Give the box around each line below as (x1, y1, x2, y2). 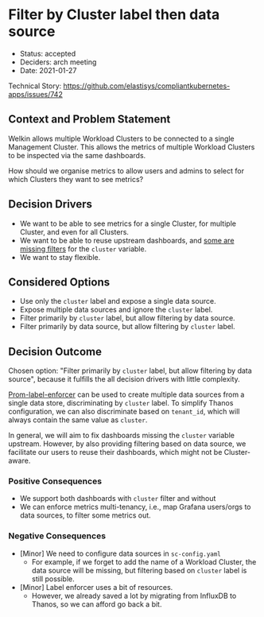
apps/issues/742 (8, 89, 64, 99)
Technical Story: (8, 81, 62, 91)
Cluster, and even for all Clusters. (19, 227, 130, 236)
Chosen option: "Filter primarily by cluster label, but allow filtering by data (8, 366, 252, 375)
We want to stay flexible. (19, 252, 101, 262)
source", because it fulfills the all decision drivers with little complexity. (8, 374, 240, 384)
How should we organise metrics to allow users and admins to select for (8, 165, 245, 176)
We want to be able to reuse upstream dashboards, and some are (19, 235, 235, 245)
